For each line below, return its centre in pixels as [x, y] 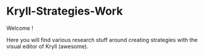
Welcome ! [20, 28]
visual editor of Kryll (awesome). [47, 46]
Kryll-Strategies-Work [65, 11]
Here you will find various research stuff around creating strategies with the [102, 40]
